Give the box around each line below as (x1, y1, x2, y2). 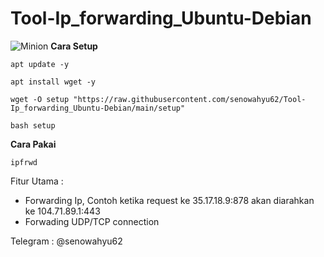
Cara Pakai (10, 138, 57, 150)
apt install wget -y (10, 77, 97, 87)
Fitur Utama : (10, 175, 64, 187)
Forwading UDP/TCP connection (24, 215, 160, 227)
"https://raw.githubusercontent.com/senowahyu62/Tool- (73, 94, 307, 104)
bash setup (10, 120, 56, 131)
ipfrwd (10, 157, 38, 167)
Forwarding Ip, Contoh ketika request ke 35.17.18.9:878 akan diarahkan (24, 194, 315, 206)
